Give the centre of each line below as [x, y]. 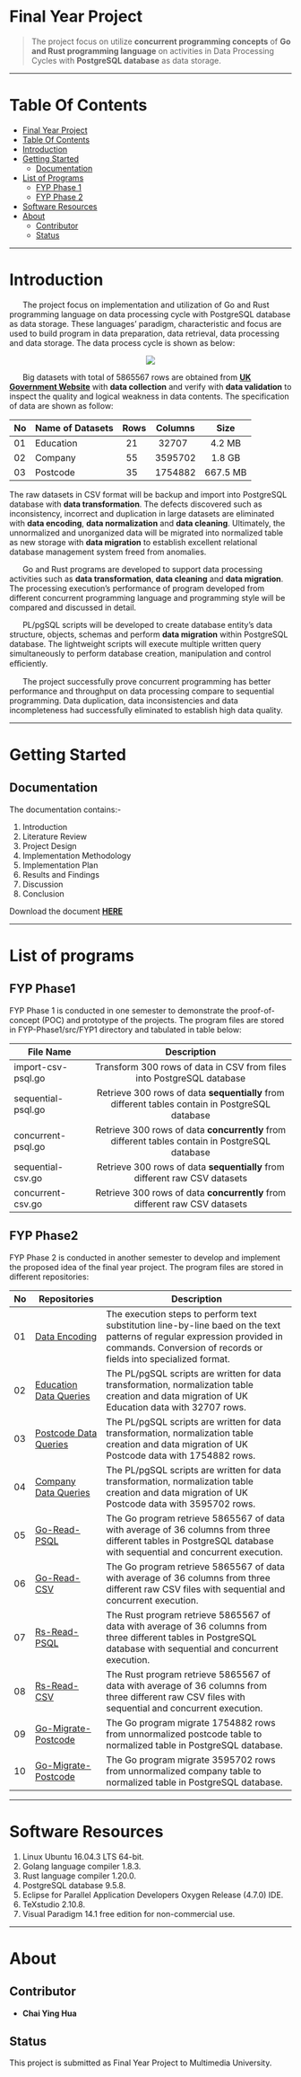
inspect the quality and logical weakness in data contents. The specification [149, 396]
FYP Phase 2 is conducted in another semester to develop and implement [145, 1257]
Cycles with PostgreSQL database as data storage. [126, 60]
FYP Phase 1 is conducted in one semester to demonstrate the [124, 1010]
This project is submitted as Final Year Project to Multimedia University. [141, 2063]
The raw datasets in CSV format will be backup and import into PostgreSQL [148, 494]
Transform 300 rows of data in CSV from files [190, 1066]
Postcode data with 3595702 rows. [181, 1504]
